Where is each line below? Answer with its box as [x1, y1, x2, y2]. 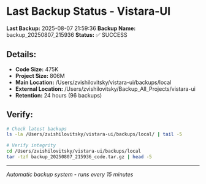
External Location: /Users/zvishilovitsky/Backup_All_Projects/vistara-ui [15, 85, 196, 93]
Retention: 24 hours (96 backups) [15, 91, 102, 99]
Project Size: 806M [15, 72, 66, 79]
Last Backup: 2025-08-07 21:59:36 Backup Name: [6, 25, 136, 32]
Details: [6, 49, 37, 59]
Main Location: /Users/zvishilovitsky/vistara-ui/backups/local [15, 79, 172, 86]
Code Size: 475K [15, 66, 59, 73]
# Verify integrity [6, 142, 56, 148]
